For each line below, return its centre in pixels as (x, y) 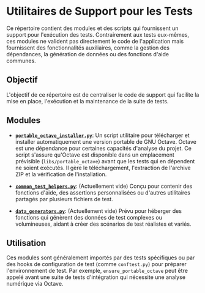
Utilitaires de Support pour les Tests (99, 11)
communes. (21, 61)
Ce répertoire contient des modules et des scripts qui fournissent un (92, 28)
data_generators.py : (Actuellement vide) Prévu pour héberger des (99, 211)
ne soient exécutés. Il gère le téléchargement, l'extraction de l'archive (103, 168)
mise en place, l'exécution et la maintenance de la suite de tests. (88, 101)
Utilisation (26, 243)
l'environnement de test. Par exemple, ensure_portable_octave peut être (97, 271)
